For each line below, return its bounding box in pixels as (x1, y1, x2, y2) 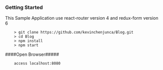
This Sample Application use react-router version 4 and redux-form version (5, 15, 159, 21)
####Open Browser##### (5, 51, 59, 58)
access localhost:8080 (14, 61, 61, 66)
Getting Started (5, 4, 43, 11)
